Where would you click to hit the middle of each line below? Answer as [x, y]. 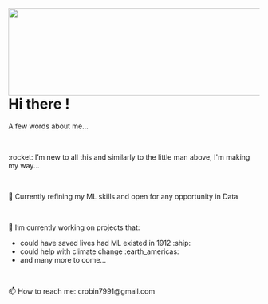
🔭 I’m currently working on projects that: [74, 227]
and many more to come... [63, 259]
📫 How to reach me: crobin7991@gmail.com [82, 291]
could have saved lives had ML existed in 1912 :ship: [105, 243]
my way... [24, 165]
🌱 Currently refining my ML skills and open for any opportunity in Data [123, 196]
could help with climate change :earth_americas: [99, 251]
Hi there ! [39, 104]
